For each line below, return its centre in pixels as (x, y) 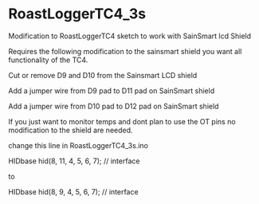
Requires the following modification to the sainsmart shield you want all (125, 51)
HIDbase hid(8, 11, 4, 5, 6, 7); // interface (74, 161)
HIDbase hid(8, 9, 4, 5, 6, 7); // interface (73, 191)
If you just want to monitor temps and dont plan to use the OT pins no (122, 121)
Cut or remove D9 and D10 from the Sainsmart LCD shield (103, 75)
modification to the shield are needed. (71, 130)
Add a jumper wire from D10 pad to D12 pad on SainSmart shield (114, 106)
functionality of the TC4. (48, 60)
